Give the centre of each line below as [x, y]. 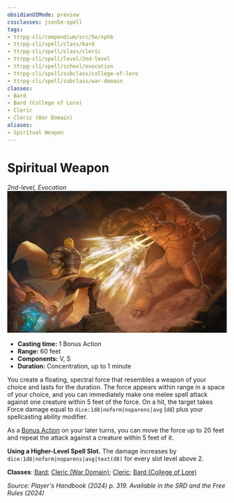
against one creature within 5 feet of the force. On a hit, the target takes [110, 402]
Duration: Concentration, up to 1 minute [74, 366]
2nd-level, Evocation [37, 187]
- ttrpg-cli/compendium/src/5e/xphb [60, 37]
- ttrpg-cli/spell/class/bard [51, 44]
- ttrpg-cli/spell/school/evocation [60, 66]
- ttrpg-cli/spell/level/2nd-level [59, 59]
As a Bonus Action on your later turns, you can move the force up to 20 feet [116, 430]
